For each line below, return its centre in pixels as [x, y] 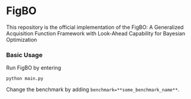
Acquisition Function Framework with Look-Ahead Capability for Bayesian [96, 33]
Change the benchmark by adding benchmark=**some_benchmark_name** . [93, 90]
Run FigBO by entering [34, 68]
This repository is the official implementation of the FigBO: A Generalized [95, 27]
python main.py [25, 79]
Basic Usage [25, 55]
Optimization [22, 39]
